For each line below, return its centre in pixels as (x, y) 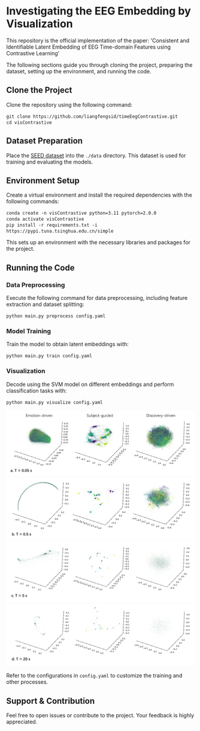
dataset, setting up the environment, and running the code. (79, 71)
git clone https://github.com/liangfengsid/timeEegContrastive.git (92, 116)
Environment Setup (43, 181)
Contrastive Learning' (33, 53)
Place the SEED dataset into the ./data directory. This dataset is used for (96, 155)
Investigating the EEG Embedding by (99, 11)
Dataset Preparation (44, 141)
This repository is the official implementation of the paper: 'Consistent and (98, 40)
